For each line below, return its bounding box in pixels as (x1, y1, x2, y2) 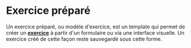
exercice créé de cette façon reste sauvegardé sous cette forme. (6, 35, 162, 42)
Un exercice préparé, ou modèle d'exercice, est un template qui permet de (6, 23, 185, 30)
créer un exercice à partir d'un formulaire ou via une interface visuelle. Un (6, 29, 185, 36)
